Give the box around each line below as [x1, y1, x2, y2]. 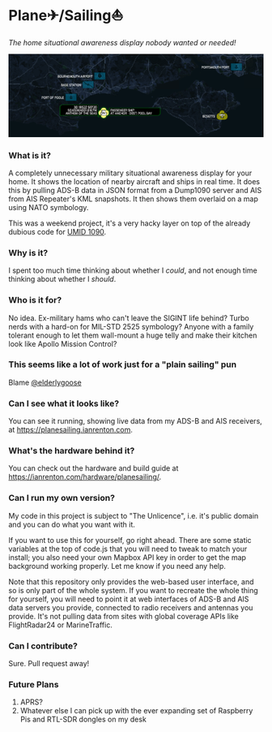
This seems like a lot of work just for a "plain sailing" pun [8, 359, 237, 370]
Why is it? [8, 247, 49, 258]
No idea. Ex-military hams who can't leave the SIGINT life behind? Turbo [8, 312, 249, 323]
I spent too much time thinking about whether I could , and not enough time [8, 265, 257, 275]
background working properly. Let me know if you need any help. [8, 561, 227, 571]
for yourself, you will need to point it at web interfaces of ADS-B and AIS [8, 594, 249, 604]
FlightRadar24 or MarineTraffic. [8, 620, 113, 630]
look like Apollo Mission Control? [8, 338, 117, 348]
